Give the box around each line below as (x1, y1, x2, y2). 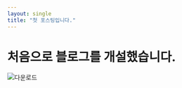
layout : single (7, 10, 52, 17)
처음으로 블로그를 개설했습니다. (7, 49, 176, 65)
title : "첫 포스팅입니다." (7, 17, 76, 24)
